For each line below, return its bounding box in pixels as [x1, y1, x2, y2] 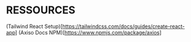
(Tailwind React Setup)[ [6, 23, 63, 30]
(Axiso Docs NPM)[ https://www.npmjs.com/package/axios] [18, 29, 162, 36]
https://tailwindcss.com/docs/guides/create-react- [62, 23, 185, 30]
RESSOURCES [6, 3, 76, 17]
